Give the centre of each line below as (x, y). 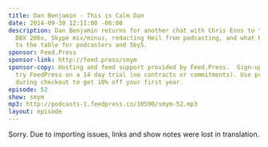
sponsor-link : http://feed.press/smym (73, 60)
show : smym (26, 97)
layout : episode (35, 112)
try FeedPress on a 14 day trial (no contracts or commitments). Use (133, 75)
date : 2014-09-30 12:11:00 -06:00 (66, 23)
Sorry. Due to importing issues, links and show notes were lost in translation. (134, 134)
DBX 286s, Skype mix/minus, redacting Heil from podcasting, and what (135, 38)
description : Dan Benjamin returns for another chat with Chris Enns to (132, 30)
